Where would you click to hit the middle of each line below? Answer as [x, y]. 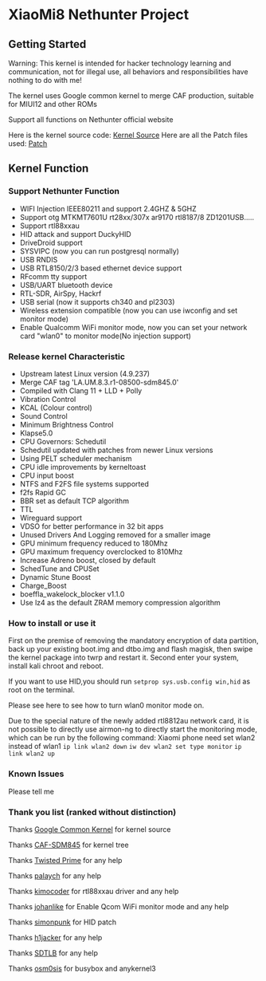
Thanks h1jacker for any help [55, 937]
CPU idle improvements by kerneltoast [83, 467]
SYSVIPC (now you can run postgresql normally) [99, 251]
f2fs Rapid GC [43, 492]
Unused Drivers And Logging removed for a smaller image [115, 534]
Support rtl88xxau [49, 226]
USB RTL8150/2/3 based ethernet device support [101, 268]
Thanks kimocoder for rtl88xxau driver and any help [94, 891]
